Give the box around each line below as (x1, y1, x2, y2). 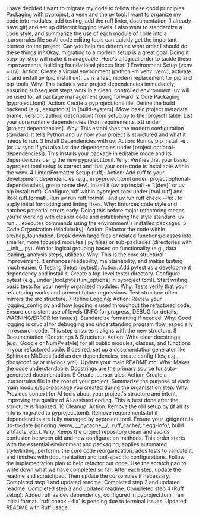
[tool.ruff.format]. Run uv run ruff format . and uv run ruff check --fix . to (6, 195, 183, 201)
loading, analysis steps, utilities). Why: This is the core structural (6, 251, 164, 258)
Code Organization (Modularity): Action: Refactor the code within (6, 226, 165, 233)
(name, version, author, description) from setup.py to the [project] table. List (6, 112, 192, 119)
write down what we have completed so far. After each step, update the (6, 466, 181, 473)
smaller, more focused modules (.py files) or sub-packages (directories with (6, 239, 192, 245)
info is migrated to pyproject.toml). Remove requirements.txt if (6, 409, 159, 416)
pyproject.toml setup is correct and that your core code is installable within (6, 162, 189, 170)
